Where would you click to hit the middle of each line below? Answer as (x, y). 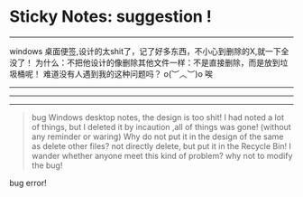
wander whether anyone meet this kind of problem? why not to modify (162, 155)
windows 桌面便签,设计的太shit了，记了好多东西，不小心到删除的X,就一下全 (149, 51)
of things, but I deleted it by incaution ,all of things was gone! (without (161, 127)
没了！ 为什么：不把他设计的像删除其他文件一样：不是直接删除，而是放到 (145, 62)
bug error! (28, 183)
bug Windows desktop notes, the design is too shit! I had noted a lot (157, 117)
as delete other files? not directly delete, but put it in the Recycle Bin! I (161, 145)
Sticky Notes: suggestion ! (110, 17)
